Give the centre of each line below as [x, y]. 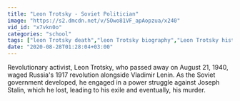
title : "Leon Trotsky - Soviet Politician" [73, 14]
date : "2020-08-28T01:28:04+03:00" [60, 47]
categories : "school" [40, 34]
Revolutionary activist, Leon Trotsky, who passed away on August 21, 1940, [118, 67]
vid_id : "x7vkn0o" [35, 27]
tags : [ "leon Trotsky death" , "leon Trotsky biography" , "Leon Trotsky [113, 41]
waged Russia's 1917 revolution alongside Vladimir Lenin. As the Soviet [111, 75]
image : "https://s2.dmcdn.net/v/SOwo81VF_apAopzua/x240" [94, 21]
